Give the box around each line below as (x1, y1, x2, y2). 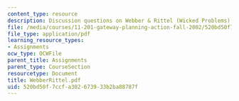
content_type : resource (7, 10, 78, 18)
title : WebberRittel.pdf (7, 76, 81, 84)
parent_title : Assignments (7, 57, 87, 64)
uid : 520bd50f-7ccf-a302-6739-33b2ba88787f (7, 83, 139, 90)
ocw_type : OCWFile (7, 51, 62, 58)
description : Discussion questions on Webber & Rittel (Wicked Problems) (7, 17, 231, 24)
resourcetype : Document (7, 70, 78, 77)
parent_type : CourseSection (7, 63, 91, 70)
